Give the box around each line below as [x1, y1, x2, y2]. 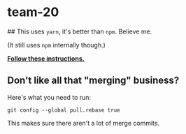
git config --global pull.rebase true [7, 106, 120, 114]
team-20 [7, 4, 59, 20]
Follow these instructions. [7, 54, 85, 63]
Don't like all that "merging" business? [7, 75, 180, 87]
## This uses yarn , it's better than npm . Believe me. [7, 27, 152, 36]
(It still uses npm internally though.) [7, 40, 106, 49]
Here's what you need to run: [7, 93, 92, 101]
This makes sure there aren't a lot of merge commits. [7, 119, 159, 127]
